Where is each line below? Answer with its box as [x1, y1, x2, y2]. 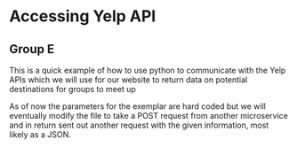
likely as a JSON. [9, 129, 71, 139]
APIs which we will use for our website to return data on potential [9, 74, 248, 85]
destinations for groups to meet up [9, 84, 136, 94]
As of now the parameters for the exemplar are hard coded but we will [9, 101, 267, 112]
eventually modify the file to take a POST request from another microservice [9, 111, 289, 121]
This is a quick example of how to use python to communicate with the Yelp [9, 65, 286, 75]
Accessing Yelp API [9, 6, 157, 27]
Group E [9, 42, 55, 57]
